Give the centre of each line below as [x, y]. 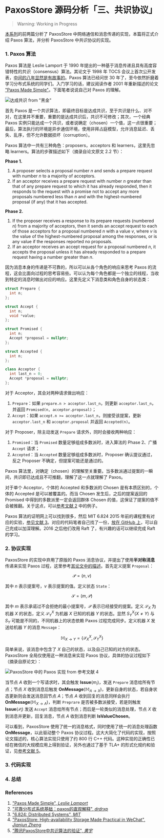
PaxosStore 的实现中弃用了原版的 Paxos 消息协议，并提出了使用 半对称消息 [80, 560]
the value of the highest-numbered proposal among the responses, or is [84, 236]
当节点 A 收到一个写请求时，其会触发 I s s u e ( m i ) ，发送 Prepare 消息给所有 [78, 683]
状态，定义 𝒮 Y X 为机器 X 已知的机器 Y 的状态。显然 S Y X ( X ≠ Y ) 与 [89, 614]
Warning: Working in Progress [47, 24]
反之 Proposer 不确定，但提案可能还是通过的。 [59, 461]
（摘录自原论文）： [23, 661]
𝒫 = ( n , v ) [82, 576]
